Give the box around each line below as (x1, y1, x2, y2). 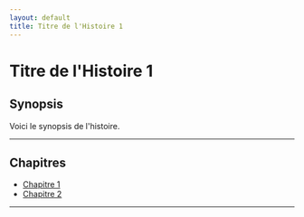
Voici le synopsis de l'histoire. (9, 120, 120, 131)
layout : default (9, 13, 71, 23)
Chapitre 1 (22, 179, 61, 190)
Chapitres (9, 155, 66, 170)
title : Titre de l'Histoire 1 (9, 22, 124, 31)
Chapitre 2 (22, 189, 62, 200)
